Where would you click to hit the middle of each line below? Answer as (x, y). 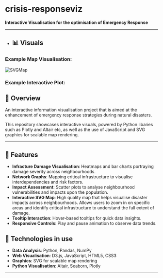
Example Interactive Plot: (35, 82)
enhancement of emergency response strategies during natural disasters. (79, 115)
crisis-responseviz (44, 9)
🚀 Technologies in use (39, 239)
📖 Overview (23, 98)
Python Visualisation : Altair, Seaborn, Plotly (56, 266)
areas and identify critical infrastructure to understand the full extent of (83, 208)
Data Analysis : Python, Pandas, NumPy (52, 250)
